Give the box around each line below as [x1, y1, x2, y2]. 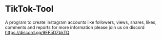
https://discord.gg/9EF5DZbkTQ [5, 29, 70, 35]
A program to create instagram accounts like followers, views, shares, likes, [5, 19, 157, 25]
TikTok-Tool [5, 3, 54, 14]
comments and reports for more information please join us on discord [5, 24, 145, 30]
